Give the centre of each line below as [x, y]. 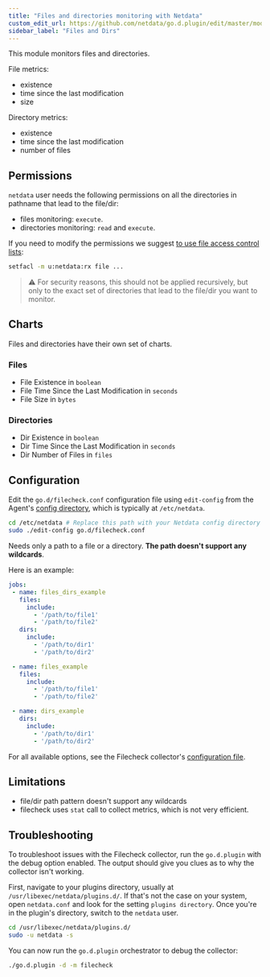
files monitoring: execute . [61, 219]
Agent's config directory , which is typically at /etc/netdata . [107, 508]
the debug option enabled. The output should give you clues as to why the [131, 863]
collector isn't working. [46, 871]
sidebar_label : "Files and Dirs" [64, 31]
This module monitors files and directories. [79, 54]
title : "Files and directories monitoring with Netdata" [106, 16]
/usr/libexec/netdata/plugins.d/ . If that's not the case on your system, [128, 896]
